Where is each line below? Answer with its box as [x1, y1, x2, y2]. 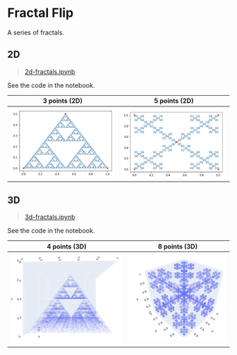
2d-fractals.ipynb [24, 67, 75, 75]
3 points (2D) [42, 96, 83, 105]
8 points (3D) [157, 242, 198, 251]
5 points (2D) [154, 96, 194, 105]
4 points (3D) [47, 242, 87, 251]
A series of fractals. [7, 28, 65, 37]
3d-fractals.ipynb [24, 213, 75, 221]
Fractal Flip [7, 5, 74, 21]
